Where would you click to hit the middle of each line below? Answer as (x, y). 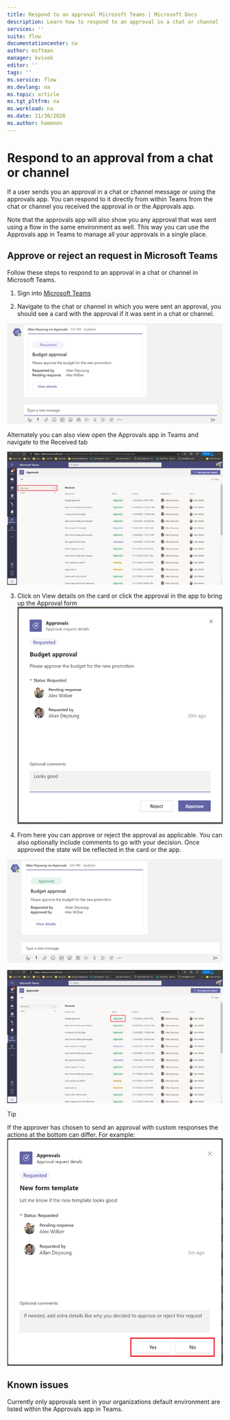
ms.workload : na (30, 109)
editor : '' (23, 65)
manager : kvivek (30, 58)
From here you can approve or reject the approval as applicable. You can (119, 835)
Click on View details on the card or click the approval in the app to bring (119, 596)
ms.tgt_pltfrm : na (33, 102)
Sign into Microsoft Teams (54, 293)
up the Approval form (47, 603)
